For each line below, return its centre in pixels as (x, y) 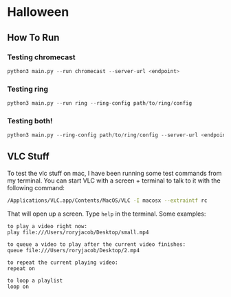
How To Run (33, 38)
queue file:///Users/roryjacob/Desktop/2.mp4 (73, 250)
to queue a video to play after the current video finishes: (97, 244)
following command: (36, 187)
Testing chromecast (41, 57)
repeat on (21, 268)
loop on (18, 287)
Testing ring (28, 89)
